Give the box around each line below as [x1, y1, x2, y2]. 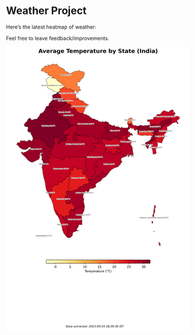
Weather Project [6, 4, 87, 18]
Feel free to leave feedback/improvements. [6, 34, 110, 41]
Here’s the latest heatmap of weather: [6, 23, 96, 30]
